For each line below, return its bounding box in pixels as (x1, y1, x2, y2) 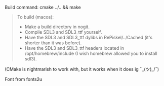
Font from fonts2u (5, 76, 43, 82)
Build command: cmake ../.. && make (5, 5, 81, 10)
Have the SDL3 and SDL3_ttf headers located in (24, 45, 125, 51)
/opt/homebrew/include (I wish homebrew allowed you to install (24, 50, 157, 56)
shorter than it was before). (24, 40, 82, 46)
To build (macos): (17, 14, 54, 20)
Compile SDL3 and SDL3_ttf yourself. (24, 29, 102, 35)
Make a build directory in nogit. (24, 24, 90, 30)
